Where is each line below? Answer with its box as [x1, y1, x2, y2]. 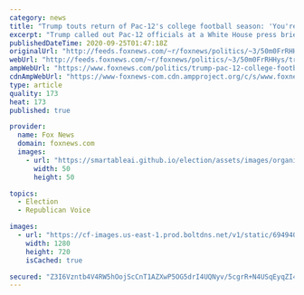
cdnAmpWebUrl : [9, 72, 63, 81]
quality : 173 [9, 89, 59, 98]
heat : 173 [9, 97, 47, 107]
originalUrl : [9, 47, 59, 56]
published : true [9, 106, 71, 115]
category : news [9, 13, 67, 23]
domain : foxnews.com [17, 139, 95, 148]
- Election [17, 197, 59, 206]
